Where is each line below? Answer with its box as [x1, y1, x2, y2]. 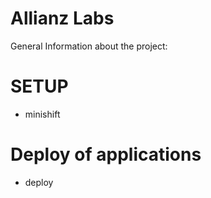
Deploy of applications [10, 143, 202, 166]
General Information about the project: [10, 40, 168, 52]
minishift [24, 108, 61, 120]
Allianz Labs [10, 7, 115, 30]
